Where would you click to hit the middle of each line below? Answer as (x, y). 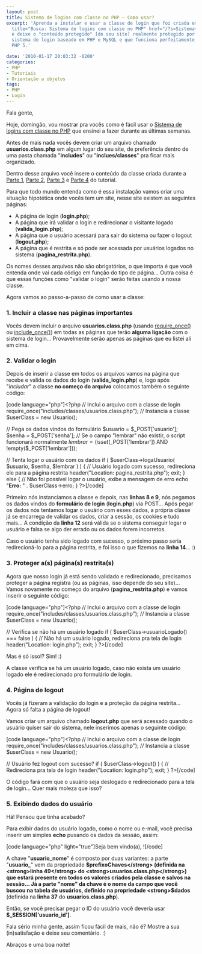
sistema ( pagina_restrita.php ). (53, 254)
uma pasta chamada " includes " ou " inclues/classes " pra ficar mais (90, 155)
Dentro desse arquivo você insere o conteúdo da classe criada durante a (96, 173)
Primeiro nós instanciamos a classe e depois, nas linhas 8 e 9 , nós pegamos (101, 498)
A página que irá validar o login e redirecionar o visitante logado (94, 222)
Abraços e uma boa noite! (38, 945)
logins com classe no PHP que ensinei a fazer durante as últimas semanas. (99, 131)
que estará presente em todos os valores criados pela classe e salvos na (99, 877)
